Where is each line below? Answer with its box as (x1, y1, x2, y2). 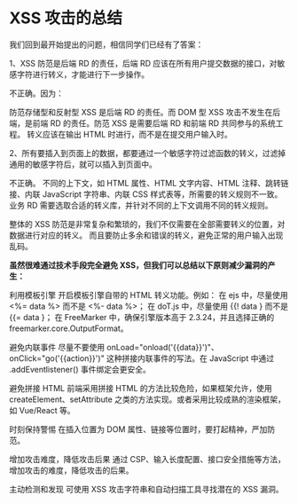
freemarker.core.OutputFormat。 (9, 323, 129, 334)
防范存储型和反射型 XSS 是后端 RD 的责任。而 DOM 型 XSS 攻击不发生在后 (9, 106, 281, 117)
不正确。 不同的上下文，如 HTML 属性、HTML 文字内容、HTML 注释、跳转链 (9, 177, 289, 188)
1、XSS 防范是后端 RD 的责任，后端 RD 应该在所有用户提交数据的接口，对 (9, 58, 278, 68)
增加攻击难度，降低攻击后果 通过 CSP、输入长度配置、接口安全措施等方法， (9, 453, 286, 464)
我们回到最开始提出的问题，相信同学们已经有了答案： (9, 39, 204, 50)
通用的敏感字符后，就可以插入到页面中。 (9, 159, 157, 169)
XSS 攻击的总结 (9, 8, 122, 28)
